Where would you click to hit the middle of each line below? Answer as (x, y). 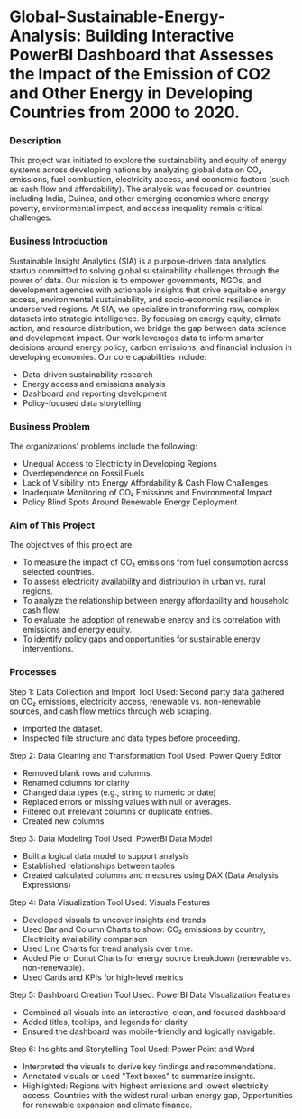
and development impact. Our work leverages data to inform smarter (137, 338)
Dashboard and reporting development (94, 393)
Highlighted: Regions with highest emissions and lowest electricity (145, 1086)
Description (36, 141)
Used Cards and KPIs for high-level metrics (103, 977)
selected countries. (58, 572)
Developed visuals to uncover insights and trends (114, 920)
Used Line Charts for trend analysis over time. (108, 948)
